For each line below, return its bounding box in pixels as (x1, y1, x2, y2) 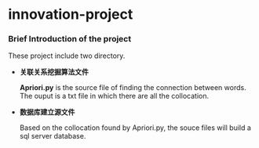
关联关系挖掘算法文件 (19, 67, 89, 77)
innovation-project (8, 5, 133, 23)
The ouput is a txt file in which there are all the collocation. (19, 92, 210, 101)
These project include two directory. (8, 51, 126, 60)
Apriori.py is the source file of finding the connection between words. (19, 83, 246, 92)
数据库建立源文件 (19, 107, 75, 117)
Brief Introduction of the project (8, 34, 132, 45)
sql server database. (19, 132, 86, 141)
